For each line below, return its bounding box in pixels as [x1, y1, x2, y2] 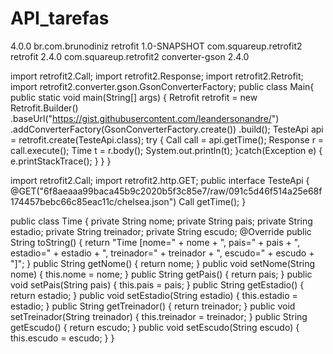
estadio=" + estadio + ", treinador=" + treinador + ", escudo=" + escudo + [10, 247, 315, 259]
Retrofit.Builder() [10, 102, 79, 114]
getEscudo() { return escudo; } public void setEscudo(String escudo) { [10, 321, 300, 333]
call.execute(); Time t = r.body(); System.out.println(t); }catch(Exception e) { [10, 144, 323, 156]
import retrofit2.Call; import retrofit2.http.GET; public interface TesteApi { [10, 174, 310, 186]
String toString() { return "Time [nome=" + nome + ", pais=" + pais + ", [10, 236, 301, 248]
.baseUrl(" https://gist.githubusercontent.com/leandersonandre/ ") [10, 112, 280, 124]
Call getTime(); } [178, 195, 247, 207]
